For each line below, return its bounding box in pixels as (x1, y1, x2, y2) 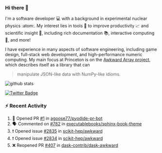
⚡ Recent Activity (5, 103, 47, 109)
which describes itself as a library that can (5, 62, 90, 68)
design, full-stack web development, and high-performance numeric (5, 52, 143, 58)
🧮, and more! (5, 37, 31, 43)
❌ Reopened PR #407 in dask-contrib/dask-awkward (12, 142, 118, 148)
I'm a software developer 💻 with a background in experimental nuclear (5, 15, 147, 21)
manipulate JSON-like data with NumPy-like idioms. (17, 71, 121, 77)
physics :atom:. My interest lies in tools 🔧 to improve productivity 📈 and (5, 23, 149, 29)
